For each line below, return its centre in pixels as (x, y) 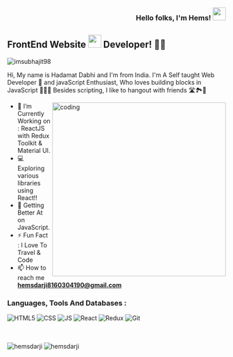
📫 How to (32, 267)
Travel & (29, 252)
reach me (31, 277)
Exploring (31, 168)
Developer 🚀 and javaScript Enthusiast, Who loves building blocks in (104, 82)
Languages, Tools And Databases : (67, 303)
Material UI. (34, 150)
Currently (31, 113)
